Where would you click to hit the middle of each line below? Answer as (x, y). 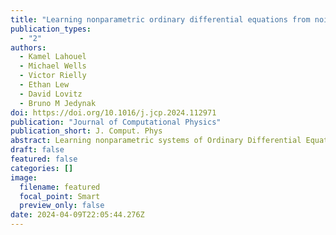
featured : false (44, 159)
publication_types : (51, 29)
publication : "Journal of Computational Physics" (116, 122)
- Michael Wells (53, 66)
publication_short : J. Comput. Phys (86, 131)
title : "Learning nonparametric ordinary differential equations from (160, 19)
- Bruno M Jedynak (58, 103)
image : (24, 177)
